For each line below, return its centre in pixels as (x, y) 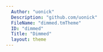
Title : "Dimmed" (31, 34)
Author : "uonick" (33, 12)
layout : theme (29, 39)
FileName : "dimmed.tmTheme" (46, 23)
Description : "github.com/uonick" (54, 17)
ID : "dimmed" (27, 28)
